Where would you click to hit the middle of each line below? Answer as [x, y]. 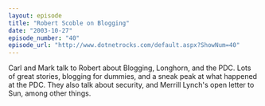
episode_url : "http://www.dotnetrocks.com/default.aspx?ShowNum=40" [124, 45]
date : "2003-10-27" [41, 30]
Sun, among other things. [50, 93]
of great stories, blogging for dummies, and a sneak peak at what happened [132, 77]
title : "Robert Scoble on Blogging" [69, 23]
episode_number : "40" [44, 38]
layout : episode [35, 16]
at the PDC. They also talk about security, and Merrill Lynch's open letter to [131, 85]
